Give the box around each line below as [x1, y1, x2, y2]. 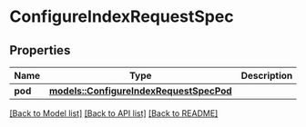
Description [240, 70, 293, 82]
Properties [9, 43, 71, 58]
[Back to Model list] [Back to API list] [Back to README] [9, 108, 219, 119]
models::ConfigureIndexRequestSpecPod [48, 84, 232, 97]
